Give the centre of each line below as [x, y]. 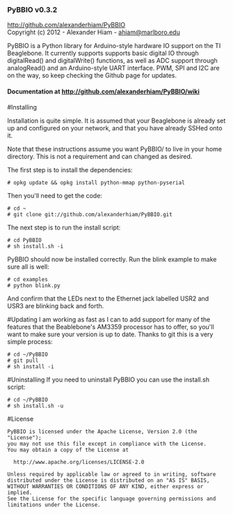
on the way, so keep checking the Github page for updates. [92, 75]
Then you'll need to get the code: [55, 195]
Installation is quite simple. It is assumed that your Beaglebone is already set [116, 121]
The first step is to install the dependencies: [70, 169]
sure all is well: [29, 266]
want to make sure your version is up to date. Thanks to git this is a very [110, 334]
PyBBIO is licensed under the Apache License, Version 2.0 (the [102, 431]
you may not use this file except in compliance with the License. [107, 444]
